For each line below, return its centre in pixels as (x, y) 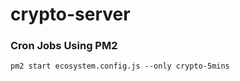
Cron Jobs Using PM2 (64, 46)
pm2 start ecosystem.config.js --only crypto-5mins (120, 66)
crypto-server (70, 14)
